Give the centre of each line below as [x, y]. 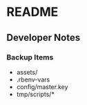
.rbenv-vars [33, 79]
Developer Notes [43, 38]
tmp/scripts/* [35, 94]
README [32, 12]
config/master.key [42, 86]
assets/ [27, 72]
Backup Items [30, 57]
